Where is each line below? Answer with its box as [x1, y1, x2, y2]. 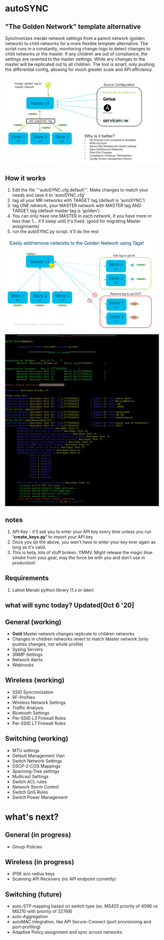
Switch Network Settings [12, 758, 62, 763]
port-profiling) [12, 924, 41, 930]
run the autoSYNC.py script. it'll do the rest [12, 228, 99, 235]
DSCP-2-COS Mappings [12, 763, 61, 769]
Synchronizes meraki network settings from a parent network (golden [5, 35, 145, 41]
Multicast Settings [12, 773, 49, 779]
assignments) [12, 224, 40, 229]
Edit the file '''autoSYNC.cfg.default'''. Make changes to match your [12, 187, 148, 193]
